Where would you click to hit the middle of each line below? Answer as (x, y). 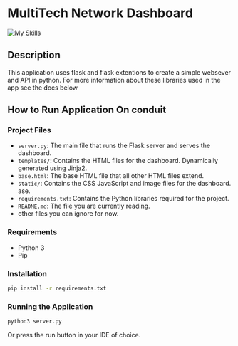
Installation (27, 273)
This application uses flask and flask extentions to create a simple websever (119, 72)
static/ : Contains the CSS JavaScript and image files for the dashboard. (124, 184)
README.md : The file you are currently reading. (84, 206)
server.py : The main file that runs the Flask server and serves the (114, 146)
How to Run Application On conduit (87, 110)
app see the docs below (43, 88)
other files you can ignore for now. (68, 214)
